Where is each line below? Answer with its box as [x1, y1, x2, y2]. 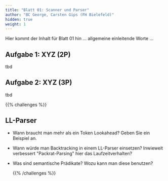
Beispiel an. [12, 135, 37, 141]
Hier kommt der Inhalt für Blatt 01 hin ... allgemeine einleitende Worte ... [5, 35, 154, 42]
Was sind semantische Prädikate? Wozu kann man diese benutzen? [12, 160, 153, 166]
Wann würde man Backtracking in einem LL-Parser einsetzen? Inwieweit [12, 145, 163, 151]
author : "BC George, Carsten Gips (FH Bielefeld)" [5, 12, 114, 17]
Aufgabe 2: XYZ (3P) [5, 78, 72, 87]
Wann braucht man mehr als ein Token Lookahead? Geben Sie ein [12, 130, 150, 136]
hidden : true [5, 17, 33, 22]
